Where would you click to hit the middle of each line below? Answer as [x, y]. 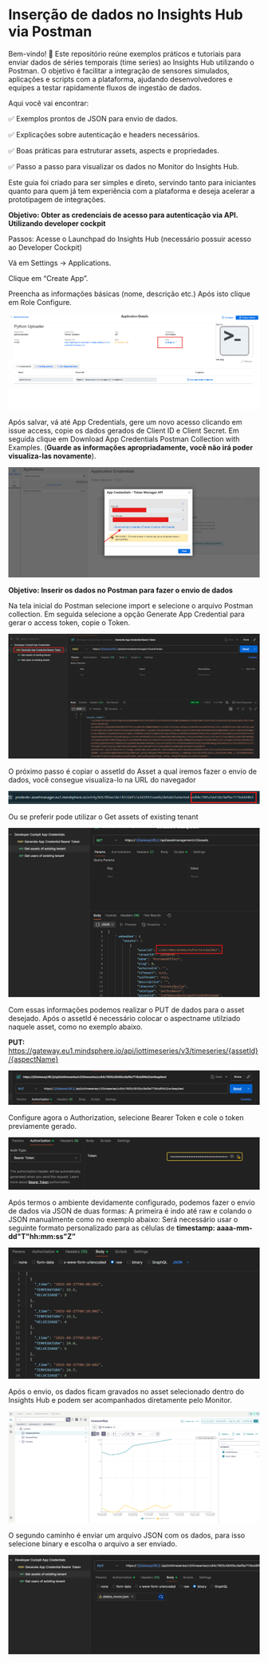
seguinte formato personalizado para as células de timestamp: [112, 1228]
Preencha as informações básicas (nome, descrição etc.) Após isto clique [130, 294]
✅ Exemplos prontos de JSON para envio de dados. [93, 118]
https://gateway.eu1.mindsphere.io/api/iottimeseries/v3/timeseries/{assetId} [133, 1051]
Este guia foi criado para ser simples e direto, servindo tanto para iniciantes [132, 182]
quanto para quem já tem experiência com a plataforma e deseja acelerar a [132, 191]
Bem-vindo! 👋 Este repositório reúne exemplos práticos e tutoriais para [125, 53]
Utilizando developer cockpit [57, 223]
